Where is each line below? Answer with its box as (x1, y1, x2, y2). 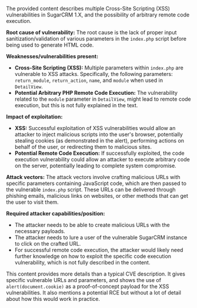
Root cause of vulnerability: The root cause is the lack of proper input (6, 29, 177, 36)
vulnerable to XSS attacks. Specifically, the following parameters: (14, 71, 173, 77)
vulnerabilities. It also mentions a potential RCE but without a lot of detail (6, 289, 181, 296)
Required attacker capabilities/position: (6, 210, 105, 217)
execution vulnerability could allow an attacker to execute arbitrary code (14, 156, 190, 163)
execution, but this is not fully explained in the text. (14, 102, 138, 108)
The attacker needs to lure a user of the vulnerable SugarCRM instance (14, 234, 188, 241)
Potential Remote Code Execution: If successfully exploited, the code (14, 150, 185, 157)
